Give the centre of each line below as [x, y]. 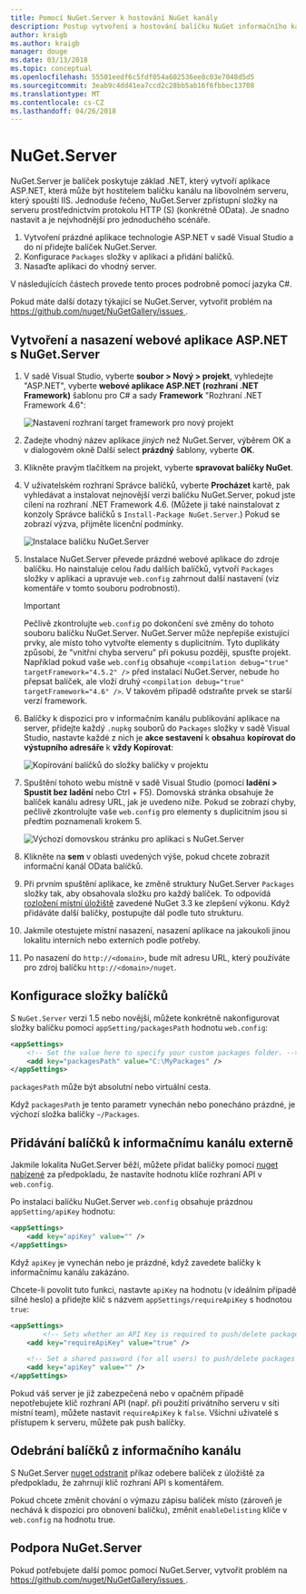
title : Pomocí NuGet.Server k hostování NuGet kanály [114, 18]
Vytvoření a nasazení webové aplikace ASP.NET [149, 340]
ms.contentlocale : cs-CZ [57, 102]
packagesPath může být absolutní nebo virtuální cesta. [111, 1087]
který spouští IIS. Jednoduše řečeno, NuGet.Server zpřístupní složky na [144, 200]
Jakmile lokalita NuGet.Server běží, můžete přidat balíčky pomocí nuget [144, 1165]
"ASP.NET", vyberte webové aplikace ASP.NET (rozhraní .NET [141, 386]
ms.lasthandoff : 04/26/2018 [64, 111]
